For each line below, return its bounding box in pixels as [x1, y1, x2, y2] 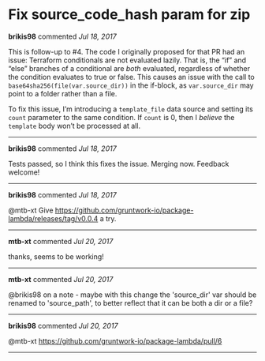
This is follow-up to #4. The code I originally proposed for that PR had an [8, 47, 245, 56]
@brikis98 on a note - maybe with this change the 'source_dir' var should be [8, 290, 257, 299]
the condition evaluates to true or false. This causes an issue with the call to [8, 72, 255, 81]
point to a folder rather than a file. [8, 88, 118, 98]
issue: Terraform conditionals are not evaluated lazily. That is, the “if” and [8, 55, 247, 65]
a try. [99, 213, 117, 223]
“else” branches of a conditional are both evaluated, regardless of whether [8, 63, 251, 73]
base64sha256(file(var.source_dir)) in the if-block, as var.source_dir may [8, 81, 254, 90]
